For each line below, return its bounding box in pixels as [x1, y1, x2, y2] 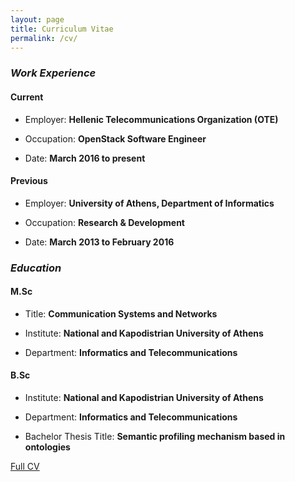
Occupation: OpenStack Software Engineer [24, 132, 207, 145]
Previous [10, 175, 48, 187]
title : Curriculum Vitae [10, 24, 114, 34]
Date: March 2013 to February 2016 [24, 236, 175, 248]
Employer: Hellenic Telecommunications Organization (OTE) [24, 113, 279, 125]
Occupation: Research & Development [24, 216, 185, 228]
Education [10, 261, 62, 275]
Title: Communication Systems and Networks [24, 307, 218, 320]
